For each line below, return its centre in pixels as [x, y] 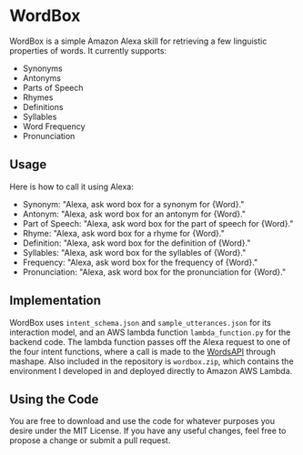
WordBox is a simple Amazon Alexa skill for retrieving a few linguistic [138, 41]
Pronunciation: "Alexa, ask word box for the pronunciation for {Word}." [154, 272]
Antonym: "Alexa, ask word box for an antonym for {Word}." [134, 214]
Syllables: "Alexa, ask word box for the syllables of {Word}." [134, 252]
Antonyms [42, 77]
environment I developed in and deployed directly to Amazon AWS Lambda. [151, 370]
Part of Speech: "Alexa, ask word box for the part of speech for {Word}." [158, 223]
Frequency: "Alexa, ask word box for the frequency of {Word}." [140, 262]
